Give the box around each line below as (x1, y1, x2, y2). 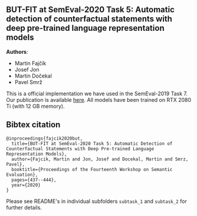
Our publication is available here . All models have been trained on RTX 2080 (6, 96, 192, 103)
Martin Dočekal (14, 72, 52, 79)
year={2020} (11, 182, 41, 188)
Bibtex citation (6, 120, 61, 130)
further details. (6, 204, 42, 211)
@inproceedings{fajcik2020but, (6, 136, 83, 141)
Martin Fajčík (14, 59, 47, 67)
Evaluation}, (6, 172, 38, 178)
